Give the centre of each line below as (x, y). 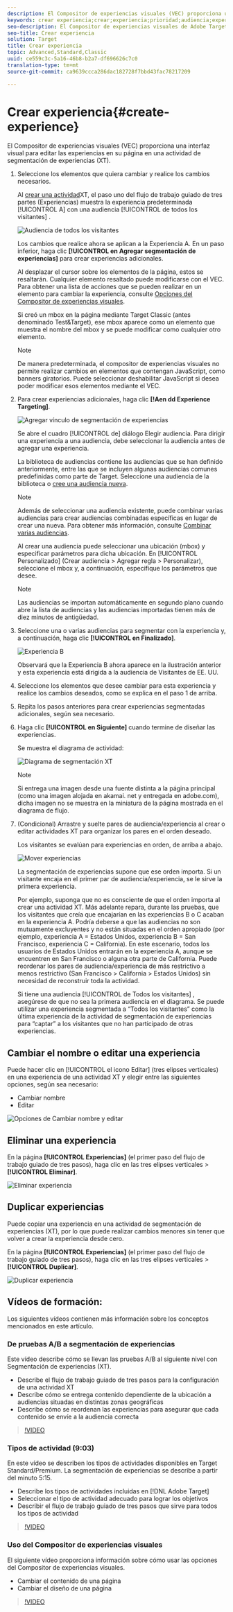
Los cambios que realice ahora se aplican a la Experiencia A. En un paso (121, 244)
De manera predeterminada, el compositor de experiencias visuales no (118, 364)
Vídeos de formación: (55, 1302)
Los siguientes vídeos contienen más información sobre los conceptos (108, 1319)
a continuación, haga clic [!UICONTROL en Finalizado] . (96, 638)
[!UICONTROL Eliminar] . (42, 1172)
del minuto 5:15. (30, 1478)
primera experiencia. (47, 886)
